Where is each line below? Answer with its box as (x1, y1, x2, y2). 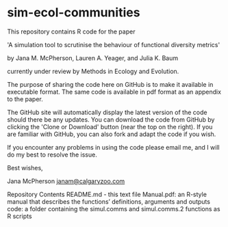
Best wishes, (7, 163, 43, 172)
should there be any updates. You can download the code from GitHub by (7, 115, 215, 124)
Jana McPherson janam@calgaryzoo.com (7, 176, 125, 185)
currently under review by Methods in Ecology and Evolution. (7, 67, 179, 75)
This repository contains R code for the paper (7, 27, 136, 36)
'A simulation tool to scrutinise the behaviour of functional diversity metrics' (7, 40, 220, 49)
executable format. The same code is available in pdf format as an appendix (7, 88, 221, 96)
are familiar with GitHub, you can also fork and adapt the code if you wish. (7, 130, 216, 138)
